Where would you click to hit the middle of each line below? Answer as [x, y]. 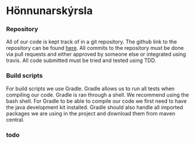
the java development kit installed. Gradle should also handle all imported [95, 107]
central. [15, 120]
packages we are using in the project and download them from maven [91, 113]
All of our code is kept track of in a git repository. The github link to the [92, 42]
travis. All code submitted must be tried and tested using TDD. [81, 60]
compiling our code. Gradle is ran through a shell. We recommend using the [97, 94]
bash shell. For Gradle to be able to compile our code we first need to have [96, 101]
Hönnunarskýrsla [49, 11]
